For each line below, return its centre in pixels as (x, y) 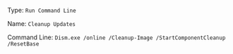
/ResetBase (23, 44)
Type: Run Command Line (42, 10)
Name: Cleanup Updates (42, 23)
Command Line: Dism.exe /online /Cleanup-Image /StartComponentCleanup (116, 37)
